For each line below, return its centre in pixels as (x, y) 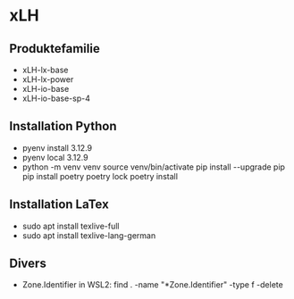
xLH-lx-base (45, 70)
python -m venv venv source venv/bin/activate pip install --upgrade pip (154, 167)
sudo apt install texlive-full (71, 226)
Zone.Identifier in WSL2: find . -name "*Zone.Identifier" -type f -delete (152, 285)
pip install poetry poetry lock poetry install (100, 176)
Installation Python (63, 126)
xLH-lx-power (48, 79)
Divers (28, 264)
